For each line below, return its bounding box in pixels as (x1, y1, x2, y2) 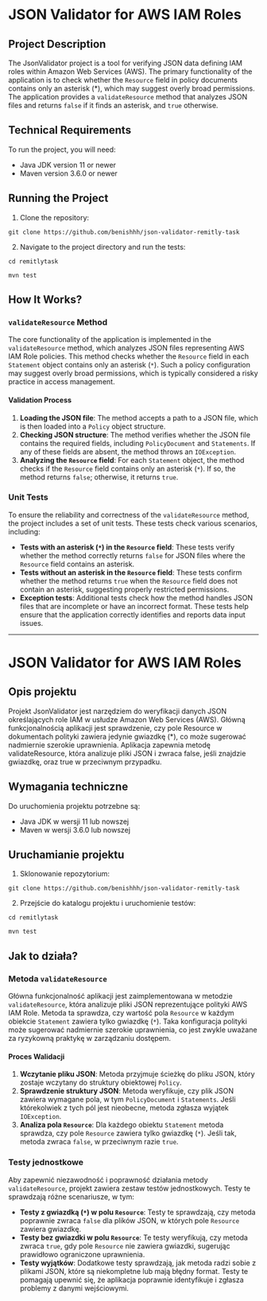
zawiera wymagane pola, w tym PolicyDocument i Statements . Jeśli (19, 1095, 236, 1105)
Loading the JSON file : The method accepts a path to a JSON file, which (19, 413, 258, 422)
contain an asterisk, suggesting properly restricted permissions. (19, 584, 230, 594)
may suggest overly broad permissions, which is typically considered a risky (8, 368, 258, 379)
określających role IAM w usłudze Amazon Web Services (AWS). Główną (8, 714, 246, 724)
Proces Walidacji (8, 1051, 65, 1061)
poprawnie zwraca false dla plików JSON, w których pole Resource (19, 1215, 240, 1225)
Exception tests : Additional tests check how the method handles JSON (19, 592, 253, 602)
